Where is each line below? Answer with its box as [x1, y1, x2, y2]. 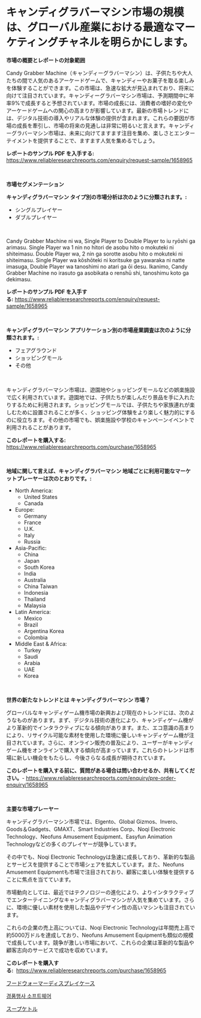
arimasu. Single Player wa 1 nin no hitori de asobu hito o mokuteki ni [6, 244, 174, 251]
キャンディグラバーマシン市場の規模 [6, 5, 184, 19]
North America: [14, 486, 53, 494]
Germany [23, 512, 47, 520]
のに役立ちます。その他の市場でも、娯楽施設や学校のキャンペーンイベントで [6, 416, 195, 423]
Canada [23, 500, 44, 507]
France [23, 518, 42, 526]
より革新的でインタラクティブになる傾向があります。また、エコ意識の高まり [6, 724, 195, 731]
